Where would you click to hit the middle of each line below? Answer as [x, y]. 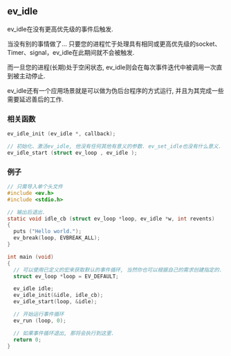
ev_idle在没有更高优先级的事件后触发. [61, 29]
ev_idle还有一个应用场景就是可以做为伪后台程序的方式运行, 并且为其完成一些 [115, 90]
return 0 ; [27, 339]
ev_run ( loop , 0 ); [40, 321]
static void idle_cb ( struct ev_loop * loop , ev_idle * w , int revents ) [111, 219]
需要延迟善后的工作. [36, 99]
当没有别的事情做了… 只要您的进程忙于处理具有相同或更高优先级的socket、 [114, 44]
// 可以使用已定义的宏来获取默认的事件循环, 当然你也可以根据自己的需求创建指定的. [118, 270]
